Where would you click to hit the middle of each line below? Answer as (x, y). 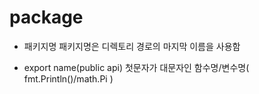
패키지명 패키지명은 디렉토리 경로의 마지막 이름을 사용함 (132, 46)
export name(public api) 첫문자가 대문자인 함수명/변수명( (136, 67)
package (46, 17)
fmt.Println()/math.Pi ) (68, 78)
